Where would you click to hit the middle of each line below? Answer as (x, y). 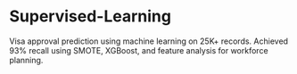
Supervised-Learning (91, 16)
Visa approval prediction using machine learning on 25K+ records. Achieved (148, 41)
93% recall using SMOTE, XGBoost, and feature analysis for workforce (139, 50)
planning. (26, 60)
